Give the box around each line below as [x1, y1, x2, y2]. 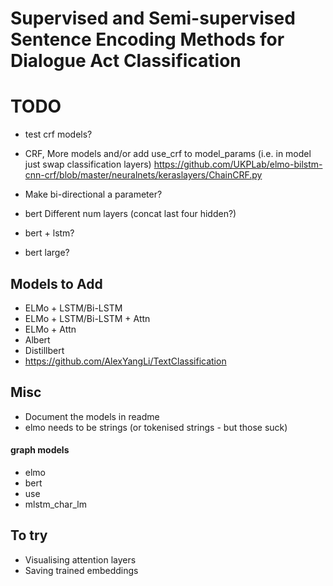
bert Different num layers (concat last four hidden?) [24, 208, 237, 220]
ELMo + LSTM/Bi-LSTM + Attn [24, 312, 151, 324]
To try [10, 527, 48, 544]
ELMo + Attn [24, 323, 77, 335]
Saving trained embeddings [24, 564, 139, 576]
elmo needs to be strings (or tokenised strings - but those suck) [24, 421, 288, 433]
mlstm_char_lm [24, 498, 87, 510]
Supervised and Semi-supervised [10, 7, 296, 30]
